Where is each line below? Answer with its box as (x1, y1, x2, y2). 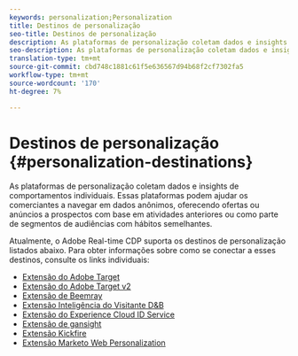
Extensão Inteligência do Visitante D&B (21, 300, 164, 311)
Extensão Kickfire (21, 329, 87, 339)
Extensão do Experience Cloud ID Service (21, 309, 176, 320)
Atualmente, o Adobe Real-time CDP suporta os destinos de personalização (9, 236, 286, 246)
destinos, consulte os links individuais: (9, 254, 150, 266)
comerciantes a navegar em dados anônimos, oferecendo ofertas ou (9, 200, 260, 211)
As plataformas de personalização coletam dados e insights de (9, 181, 239, 191)
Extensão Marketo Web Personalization (21, 337, 166, 348)
